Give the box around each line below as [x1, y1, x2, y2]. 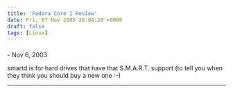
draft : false [7, 23, 45, 30]
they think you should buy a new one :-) [7, 71, 121, 79]
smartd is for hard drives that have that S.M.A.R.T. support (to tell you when [7, 63, 223, 72]
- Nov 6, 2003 [7, 50, 47, 59]
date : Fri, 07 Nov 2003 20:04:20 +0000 [7, 17, 123, 23]
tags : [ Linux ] [7, 29, 49, 37]
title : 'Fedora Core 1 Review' [7, 10, 98, 17]
